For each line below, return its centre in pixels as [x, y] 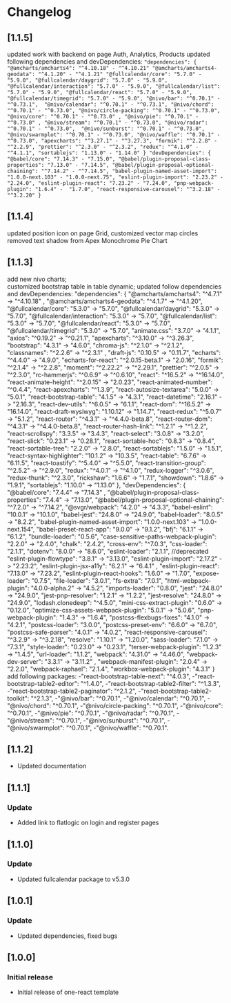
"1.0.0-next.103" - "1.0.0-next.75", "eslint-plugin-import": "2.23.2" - [115, 177]
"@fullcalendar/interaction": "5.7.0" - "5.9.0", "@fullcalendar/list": [114, 87]
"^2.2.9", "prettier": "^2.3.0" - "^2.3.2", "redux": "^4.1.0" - [103, 147]
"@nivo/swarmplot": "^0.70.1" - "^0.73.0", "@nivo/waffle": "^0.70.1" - [114, 135]
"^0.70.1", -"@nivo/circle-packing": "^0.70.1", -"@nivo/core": [138, 705]
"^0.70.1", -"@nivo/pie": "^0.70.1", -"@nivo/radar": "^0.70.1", [91, 713]
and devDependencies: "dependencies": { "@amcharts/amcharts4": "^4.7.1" [115, 293]
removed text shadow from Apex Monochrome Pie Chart [87, 240]
